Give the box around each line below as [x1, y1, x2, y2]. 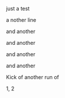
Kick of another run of [6, 74, 60, 80]
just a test [6, 5, 30, 12]
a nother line [6, 17, 36, 23]
